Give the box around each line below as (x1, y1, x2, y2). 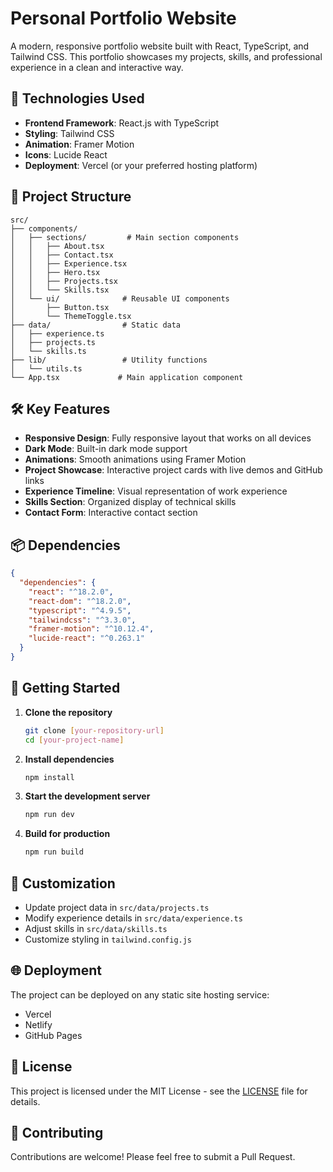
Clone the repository (24, 706, 113, 718)
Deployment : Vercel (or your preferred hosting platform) (24, 159, 258, 171)
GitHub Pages (24, 1029, 83, 1041)
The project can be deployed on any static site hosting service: (10, 988, 270, 1001)
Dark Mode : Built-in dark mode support (24, 443, 188, 455)
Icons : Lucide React (24, 148, 108, 161)
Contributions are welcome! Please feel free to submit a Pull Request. (10, 1151, 296, 1163)
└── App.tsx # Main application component (10, 372, 244, 382)
